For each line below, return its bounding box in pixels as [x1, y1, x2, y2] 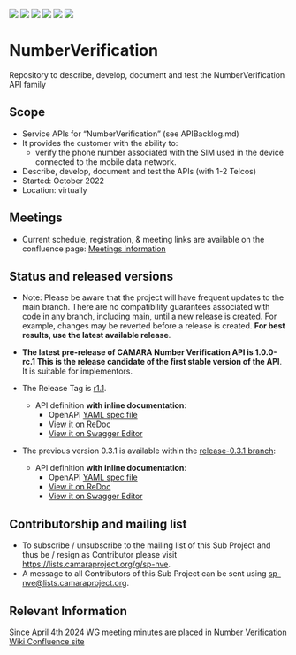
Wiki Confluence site [9, 636, 85, 646]
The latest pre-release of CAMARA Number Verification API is [21, 347, 254, 358]
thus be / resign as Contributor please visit [21, 550, 178, 560]
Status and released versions [9, 268, 174, 283]
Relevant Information [9, 603, 128, 619]
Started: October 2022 [21, 175, 104, 186]
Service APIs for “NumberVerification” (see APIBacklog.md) [21, 128, 240, 139]
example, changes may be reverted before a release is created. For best [21, 320, 285, 331]
